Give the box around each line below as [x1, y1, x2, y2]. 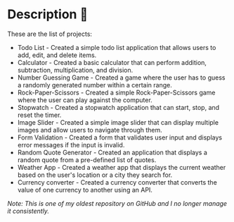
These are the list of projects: [7, 30, 93, 38]
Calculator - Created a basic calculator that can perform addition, [17, 58, 207, 66]
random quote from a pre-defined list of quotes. [17, 155, 157, 164]
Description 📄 [7, 6, 89, 23]
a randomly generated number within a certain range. [17, 80, 172, 89]
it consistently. [7, 206, 49, 215]
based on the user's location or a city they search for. [17, 171, 173, 179]
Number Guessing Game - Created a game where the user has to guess [17, 73, 226, 82]
